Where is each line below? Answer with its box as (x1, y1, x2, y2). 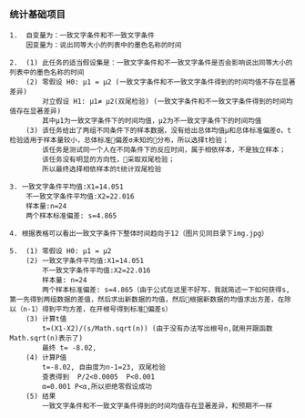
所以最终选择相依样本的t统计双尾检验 (42, 165, 162, 174)
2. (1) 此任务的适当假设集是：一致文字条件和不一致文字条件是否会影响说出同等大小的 (9, 58, 293, 67)
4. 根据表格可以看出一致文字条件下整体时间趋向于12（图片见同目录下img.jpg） (9, 229, 269, 239)
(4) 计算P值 (25, 353, 67, 362)
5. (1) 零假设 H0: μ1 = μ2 (9, 247, 112, 256)
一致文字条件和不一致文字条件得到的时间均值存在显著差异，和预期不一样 (42, 402, 273, 411)
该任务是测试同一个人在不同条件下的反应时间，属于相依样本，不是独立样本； (42, 146, 287, 155)
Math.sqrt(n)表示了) (9, 334, 84, 343)
